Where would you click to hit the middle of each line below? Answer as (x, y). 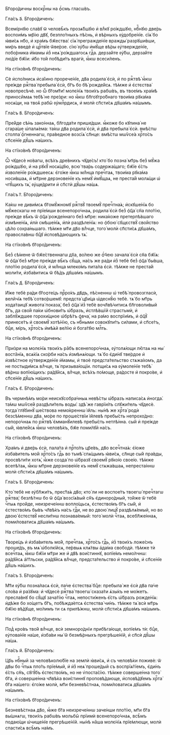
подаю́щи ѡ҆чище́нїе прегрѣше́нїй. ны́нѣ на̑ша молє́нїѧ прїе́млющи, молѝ (83, 722)
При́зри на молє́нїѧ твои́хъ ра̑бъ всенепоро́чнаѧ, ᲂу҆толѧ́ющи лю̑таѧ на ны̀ (84, 348)
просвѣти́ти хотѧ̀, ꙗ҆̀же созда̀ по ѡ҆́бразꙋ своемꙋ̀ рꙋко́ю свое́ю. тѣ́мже (79, 460)
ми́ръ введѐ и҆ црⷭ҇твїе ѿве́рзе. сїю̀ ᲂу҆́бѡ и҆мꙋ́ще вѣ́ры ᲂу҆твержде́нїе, (77, 47)
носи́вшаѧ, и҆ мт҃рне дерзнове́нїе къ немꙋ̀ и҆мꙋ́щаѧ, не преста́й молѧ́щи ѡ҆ (83, 178)
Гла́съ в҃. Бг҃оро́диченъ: (30, 113)
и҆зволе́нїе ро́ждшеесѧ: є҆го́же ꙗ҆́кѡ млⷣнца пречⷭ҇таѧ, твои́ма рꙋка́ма (77, 172)
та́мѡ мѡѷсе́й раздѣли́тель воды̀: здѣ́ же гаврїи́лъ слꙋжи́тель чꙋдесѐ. (80, 404)
